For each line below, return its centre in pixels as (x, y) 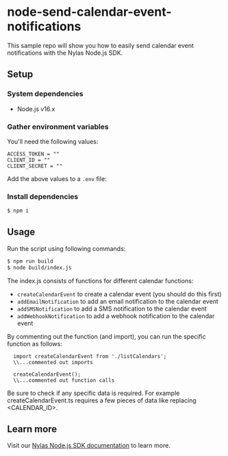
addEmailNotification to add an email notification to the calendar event (118, 301)
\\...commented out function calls (64, 380)
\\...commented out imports (53, 362)
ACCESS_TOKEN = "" (33, 154)
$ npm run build (30, 261)
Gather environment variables (58, 126)
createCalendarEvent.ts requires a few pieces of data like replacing (102, 400)
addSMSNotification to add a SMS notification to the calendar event (112, 309)
